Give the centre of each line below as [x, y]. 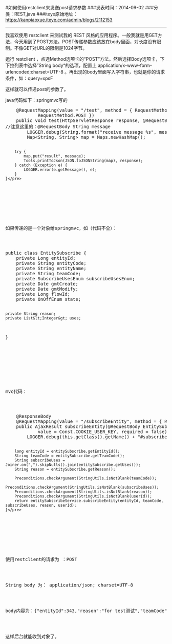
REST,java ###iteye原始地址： [46, 14]
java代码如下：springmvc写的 [36, 100]
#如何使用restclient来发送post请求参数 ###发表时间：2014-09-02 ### [80, 7]
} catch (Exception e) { [41, 165]
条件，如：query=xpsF [29, 78]
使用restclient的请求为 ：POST [41, 559]
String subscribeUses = [40, 460]
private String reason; [31, 314]
